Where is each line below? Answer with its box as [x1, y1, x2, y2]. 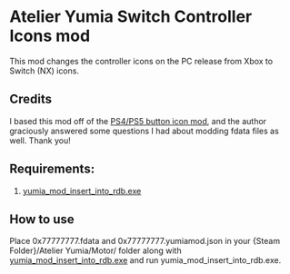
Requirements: [9, 161, 95, 177]
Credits [9, 92, 53, 107]
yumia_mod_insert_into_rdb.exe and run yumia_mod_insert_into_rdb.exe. [9, 255, 282, 266]
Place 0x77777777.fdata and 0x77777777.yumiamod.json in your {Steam [9, 236, 280, 247]
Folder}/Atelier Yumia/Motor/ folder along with [9, 245, 182, 256]
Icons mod [9, 25, 91, 46]
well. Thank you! [9, 134, 71, 146]
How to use [9, 211, 75, 227]
